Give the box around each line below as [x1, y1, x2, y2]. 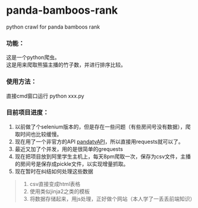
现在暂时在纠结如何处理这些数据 [14, 168, 93, 175]
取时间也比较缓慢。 [14, 130, 62, 137]
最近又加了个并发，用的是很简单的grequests [14, 145, 123, 152]
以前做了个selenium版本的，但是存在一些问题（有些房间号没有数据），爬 [14, 123, 191, 130]
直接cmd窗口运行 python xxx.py [6, 92, 84, 99]
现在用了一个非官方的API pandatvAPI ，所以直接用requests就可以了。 [14, 138, 184, 145]
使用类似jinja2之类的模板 [29, 188, 90, 195]
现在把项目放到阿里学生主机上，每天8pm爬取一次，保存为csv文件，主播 [14, 153, 191, 160]
